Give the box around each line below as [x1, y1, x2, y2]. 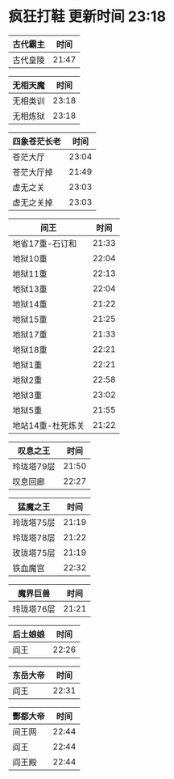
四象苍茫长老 [12, 135, 62, 146]
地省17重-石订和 [12, 238, 77, 249]
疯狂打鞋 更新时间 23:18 [8, 7, 167, 26]
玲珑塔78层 [12, 531, 56, 543]
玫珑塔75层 [12, 547, 56, 558]
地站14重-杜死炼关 [12, 420, 85, 431]
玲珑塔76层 [12, 603, 56, 615]
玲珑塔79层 [12, 460, 56, 472]
